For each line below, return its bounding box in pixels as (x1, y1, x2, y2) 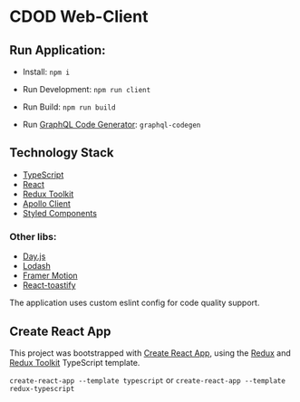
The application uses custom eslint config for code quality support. (9, 297, 260, 309)
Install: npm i (22, 66, 71, 77)
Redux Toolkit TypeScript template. (9, 357, 140, 368)
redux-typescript (9, 384, 75, 393)
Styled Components (22, 207, 98, 218)
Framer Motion (22, 270, 79, 282)
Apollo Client (22, 197, 71, 209)
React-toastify (22, 280, 76, 291)
